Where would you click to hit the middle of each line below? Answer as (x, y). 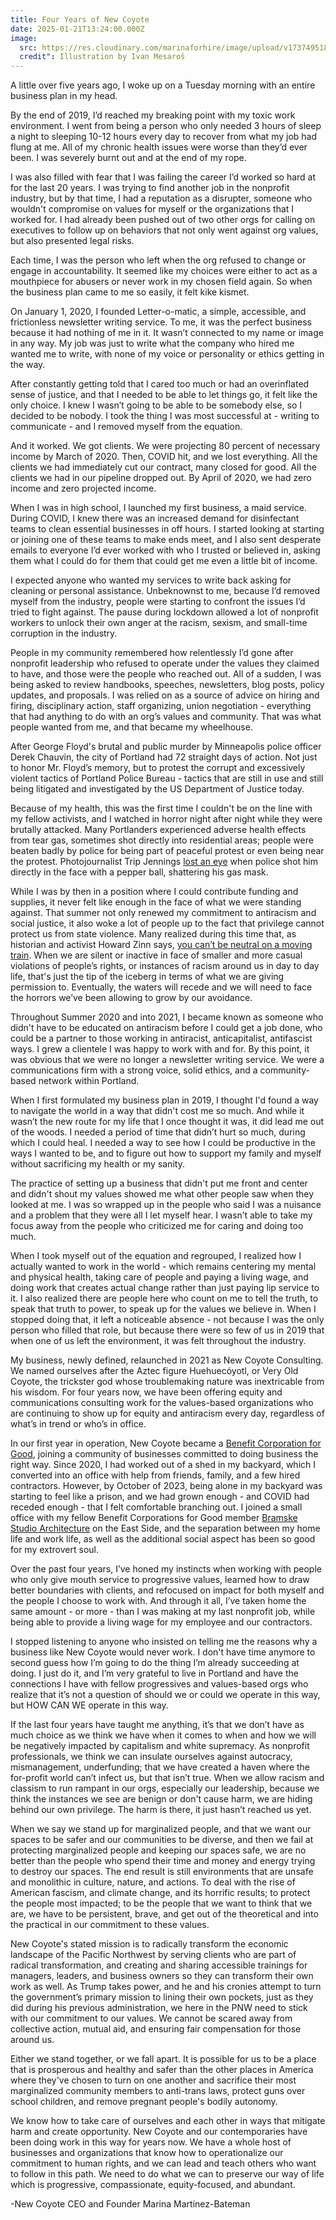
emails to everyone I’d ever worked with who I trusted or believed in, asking (165, 550)
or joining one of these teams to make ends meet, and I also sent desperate (166, 540)
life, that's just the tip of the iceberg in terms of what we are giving (147, 977)
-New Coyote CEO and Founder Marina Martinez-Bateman (130, 2204)
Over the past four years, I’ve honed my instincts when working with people (166, 1569)
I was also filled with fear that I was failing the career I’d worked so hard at (163, 177)
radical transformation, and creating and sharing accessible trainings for (159, 1965)
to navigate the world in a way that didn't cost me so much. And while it (157, 1111)
